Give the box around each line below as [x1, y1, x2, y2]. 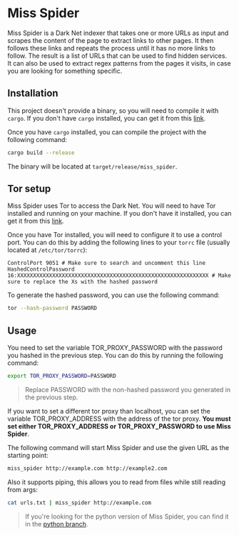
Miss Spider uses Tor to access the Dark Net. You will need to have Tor [7, 201, 216, 210]
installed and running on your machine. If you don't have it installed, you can [7, 209, 232, 218]
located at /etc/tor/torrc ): [7, 246, 88, 254]
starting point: [7, 451, 49, 459]
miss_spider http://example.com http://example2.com [7, 465, 168, 472]
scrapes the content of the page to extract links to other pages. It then [7, 36, 214, 44]
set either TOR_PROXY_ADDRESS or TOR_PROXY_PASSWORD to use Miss [7, 422, 231, 430]
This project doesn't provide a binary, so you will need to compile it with [7, 106, 219, 115]
